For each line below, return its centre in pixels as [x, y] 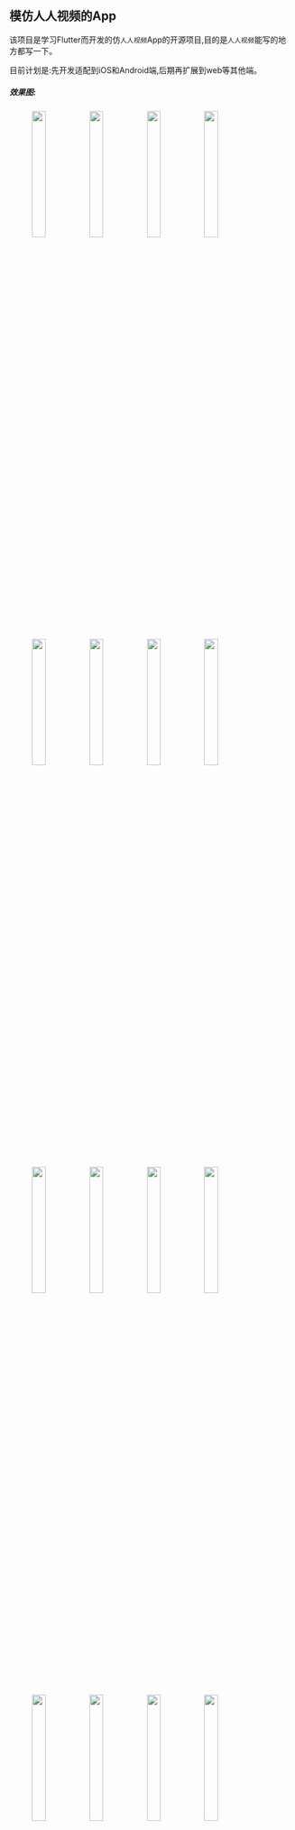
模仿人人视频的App [63, 16]
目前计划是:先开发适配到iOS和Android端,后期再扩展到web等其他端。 [135, 69]
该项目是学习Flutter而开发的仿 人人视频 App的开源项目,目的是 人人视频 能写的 [144, 40]
